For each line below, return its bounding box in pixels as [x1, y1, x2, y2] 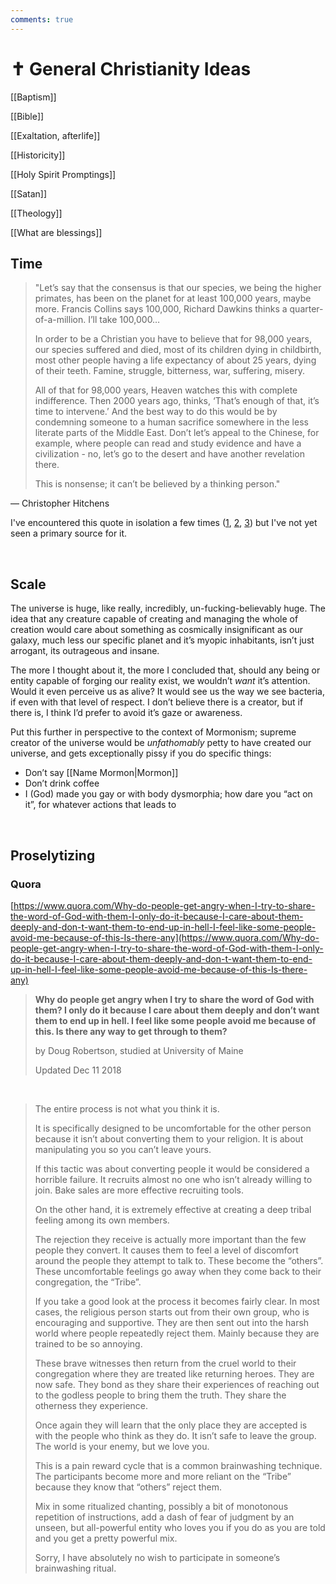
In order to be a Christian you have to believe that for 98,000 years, [34, 333, 313, 345]
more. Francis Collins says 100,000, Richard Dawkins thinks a [34, 303, 288, 315]
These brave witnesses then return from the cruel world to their [34, 1357, 297, 1369]
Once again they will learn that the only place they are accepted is [34, 1419, 308, 1431]
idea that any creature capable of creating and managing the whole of [10, 613, 299, 625]
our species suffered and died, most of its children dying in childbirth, [34, 344, 322, 356]
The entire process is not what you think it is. [34, 1102, 220, 1115]
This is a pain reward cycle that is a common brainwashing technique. [34, 1459, 323, 1471]
